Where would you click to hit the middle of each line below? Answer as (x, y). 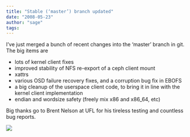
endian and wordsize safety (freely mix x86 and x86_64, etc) (87, 100)
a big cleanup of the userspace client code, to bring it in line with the (97, 87)
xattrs (22, 74)
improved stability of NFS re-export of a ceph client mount (85, 68)
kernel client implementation (49, 93)
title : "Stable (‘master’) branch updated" (60, 11)
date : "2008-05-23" (30, 17)
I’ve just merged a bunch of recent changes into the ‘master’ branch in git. (95, 44)
